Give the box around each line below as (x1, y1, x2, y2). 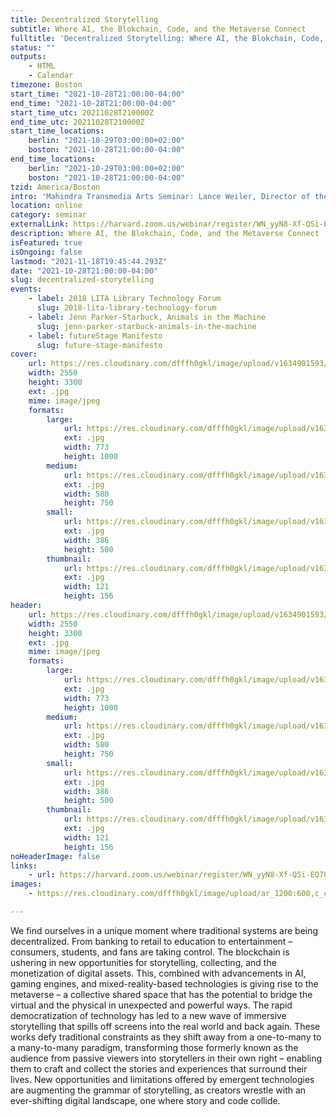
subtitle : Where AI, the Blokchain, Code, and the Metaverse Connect (10, 24, 307, 34)
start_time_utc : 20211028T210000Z (10, 107, 155, 118)
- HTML (28, 61, 56, 71)
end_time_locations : (10, 154, 97, 164)
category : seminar (10, 210, 87, 220)
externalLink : (10, 219, 70, 230)
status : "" (10, 42, 56, 53)
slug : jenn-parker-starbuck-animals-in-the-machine (36, 321, 257, 331)
